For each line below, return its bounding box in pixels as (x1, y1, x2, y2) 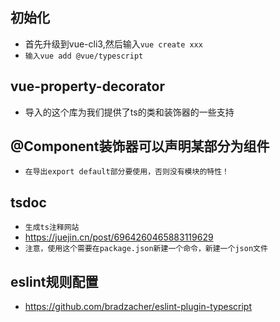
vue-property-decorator (10, 78, 166, 95)
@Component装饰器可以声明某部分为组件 (10, 138, 270, 155)
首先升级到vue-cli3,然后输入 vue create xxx (24, 38, 203, 50)
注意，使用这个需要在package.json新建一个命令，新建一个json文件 (24, 244, 268, 254)
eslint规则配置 (10, 273, 99, 290)
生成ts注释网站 (24, 223, 80, 233)
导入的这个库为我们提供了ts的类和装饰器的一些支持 (24, 106, 235, 118)
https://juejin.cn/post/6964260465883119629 (24, 231, 214, 243)
